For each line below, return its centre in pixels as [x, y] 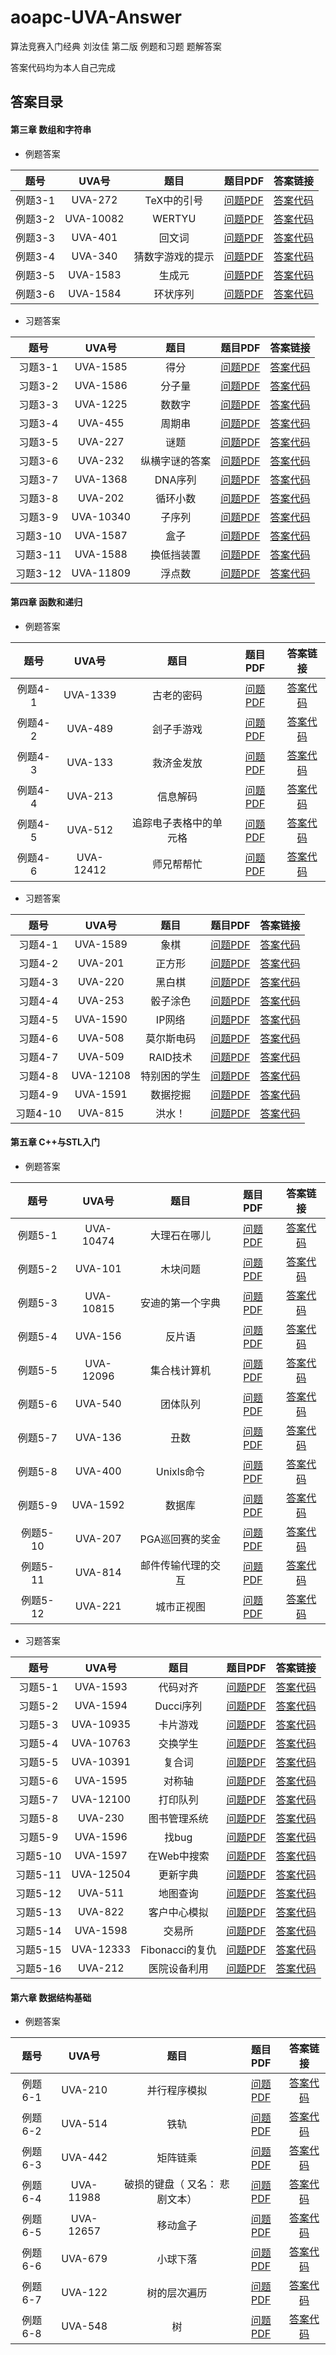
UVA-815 [101, 1113]
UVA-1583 [95, 274]
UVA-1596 [101, 1836]
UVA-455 [101, 423]
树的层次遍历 [177, 2293]
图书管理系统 [178, 1818]
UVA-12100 [101, 1799]
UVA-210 [84, 2090]
